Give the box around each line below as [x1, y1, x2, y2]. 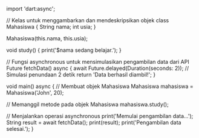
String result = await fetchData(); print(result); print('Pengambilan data [6, 119, 181, 126]
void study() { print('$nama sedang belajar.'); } [6, 46, 122, 54]
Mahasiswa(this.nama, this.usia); [6, 35, 88, 42]
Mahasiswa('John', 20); [6, 89, 64, 96]
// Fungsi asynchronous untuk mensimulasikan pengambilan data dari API [6, 58, 189, 65]
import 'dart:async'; [6, 5, 56, 12]
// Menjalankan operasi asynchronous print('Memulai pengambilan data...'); [6, 113, 194, 119]
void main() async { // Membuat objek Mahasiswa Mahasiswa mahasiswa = [6, 83, 194, 90]
